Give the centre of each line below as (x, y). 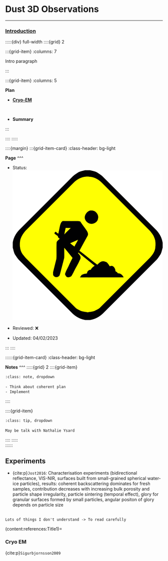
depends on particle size (38, 505)
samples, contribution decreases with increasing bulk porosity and (81, 489)
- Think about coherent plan (35, 387)
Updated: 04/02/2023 (35, 338)
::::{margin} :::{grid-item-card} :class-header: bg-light (60, 148)
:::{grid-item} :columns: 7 (31, 51)
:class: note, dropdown (30, 377)
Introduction (20, 31)
